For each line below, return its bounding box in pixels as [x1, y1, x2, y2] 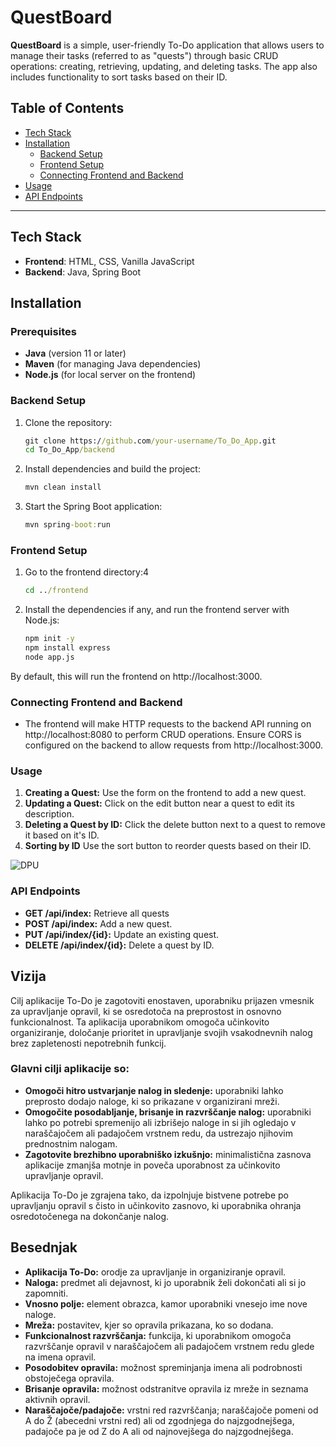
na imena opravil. [24, 1351, 97, 1363]
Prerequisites [10, 324, 77, 338]
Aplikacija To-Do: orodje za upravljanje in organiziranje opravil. [24, 1266, 287, 1278]
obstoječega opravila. [24, 1372, 115, 1384]
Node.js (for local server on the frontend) [24, 369, 197, 381]
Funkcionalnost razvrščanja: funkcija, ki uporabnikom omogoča [24, 1329, 292, 1341]
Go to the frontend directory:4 [24, 566, 150, 578]
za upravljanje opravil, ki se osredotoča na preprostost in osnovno [10, 1005, 282, 1017]
